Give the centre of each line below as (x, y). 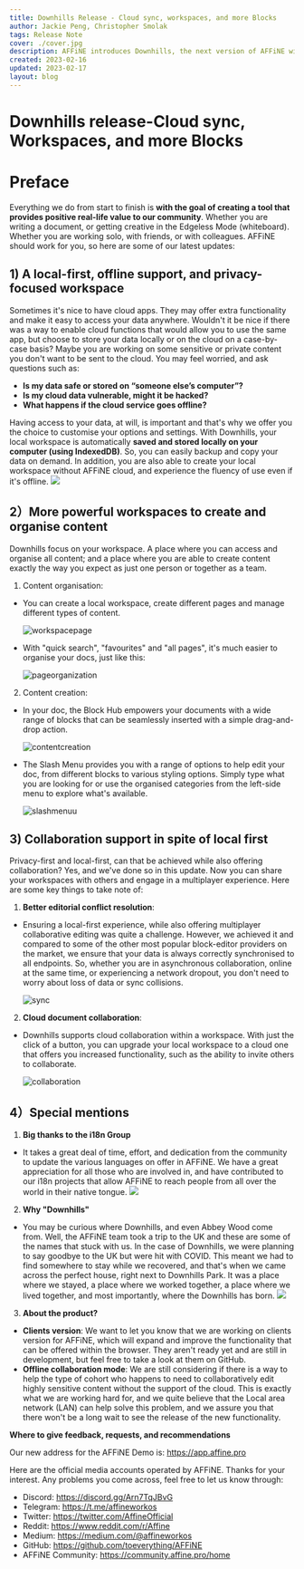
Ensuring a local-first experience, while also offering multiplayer (142, 925)
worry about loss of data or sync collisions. (103, 983)
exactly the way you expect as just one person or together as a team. (138, 568)
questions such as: (44, 368)
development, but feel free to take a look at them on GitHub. (134, 1360)
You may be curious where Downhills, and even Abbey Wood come (147, 1227)
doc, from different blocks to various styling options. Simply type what (153, 774)
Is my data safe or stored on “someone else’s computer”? (133, 385)
